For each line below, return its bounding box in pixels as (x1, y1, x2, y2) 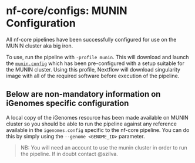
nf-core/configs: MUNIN (6, 4, 127, 18)
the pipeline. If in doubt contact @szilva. (20, 150, 119, 157)
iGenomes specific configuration (6, 99, 129, 108)
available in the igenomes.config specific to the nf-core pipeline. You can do (6, 126, 190, 133)
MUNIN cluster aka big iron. (6, 42, 73, 49)
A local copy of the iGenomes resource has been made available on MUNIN (6, 114, 189, 121)
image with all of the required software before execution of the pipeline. (6, 72, 180, 79)
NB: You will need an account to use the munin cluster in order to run (20, 144, 187, 151)
